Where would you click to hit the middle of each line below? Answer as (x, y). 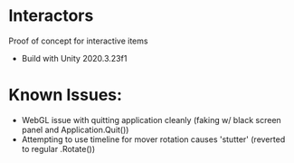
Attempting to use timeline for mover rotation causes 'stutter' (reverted (153, 139)
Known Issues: (66, 95)
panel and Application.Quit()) (75, 129)
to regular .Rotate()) (58, 149)
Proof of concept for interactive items (78, 41)
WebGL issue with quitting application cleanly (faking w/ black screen (151, 120)
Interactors (51, 16)
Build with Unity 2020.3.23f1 (74, 58)
